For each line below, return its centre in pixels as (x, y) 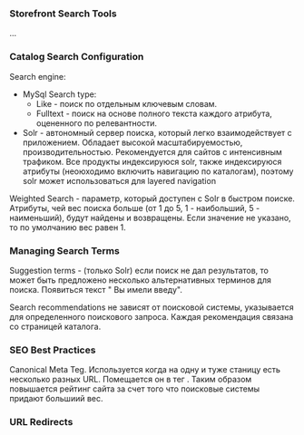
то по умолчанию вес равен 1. (68, 227)
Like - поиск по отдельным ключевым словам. (127, 103)
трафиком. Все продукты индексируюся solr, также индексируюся (152, 161)
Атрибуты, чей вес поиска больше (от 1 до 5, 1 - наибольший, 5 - (135, 208)
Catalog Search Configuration (77, 57)
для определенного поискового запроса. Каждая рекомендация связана (152, 316)
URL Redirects (41, 422)
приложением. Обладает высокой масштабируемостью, (132, 142)
